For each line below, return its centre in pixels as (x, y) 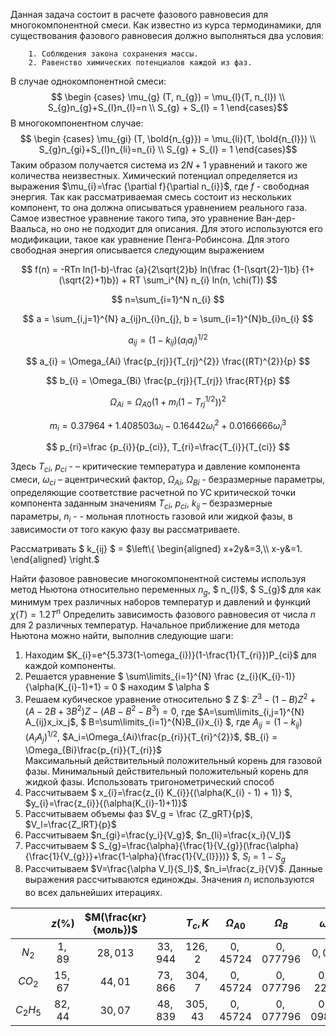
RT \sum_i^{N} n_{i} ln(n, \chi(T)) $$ (203, 280)
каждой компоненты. (70, 665)
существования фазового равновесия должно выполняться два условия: (167, 35)
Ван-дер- (276, 218)
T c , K (197, 923)
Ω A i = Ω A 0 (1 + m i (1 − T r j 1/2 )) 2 (168, 402)
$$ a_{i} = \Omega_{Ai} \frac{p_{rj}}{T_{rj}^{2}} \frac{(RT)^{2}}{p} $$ (168, 361)
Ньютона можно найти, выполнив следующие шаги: (122, 635)
